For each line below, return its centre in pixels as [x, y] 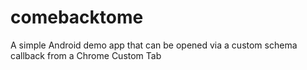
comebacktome [77, 17]
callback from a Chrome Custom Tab [86, 55]
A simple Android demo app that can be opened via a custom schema [154, 45]
